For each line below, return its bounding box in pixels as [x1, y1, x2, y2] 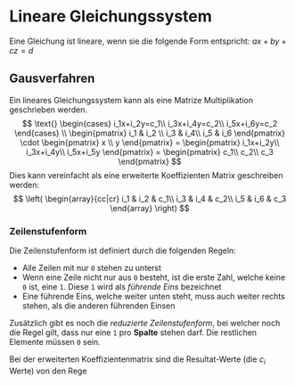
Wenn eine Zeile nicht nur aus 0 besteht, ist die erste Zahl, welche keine [21, 272, 286, 283]
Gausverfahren [9, 71, 95, 86]
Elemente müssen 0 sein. [9, 337, 101, 348]
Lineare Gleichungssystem [9, 6, 212, 27]
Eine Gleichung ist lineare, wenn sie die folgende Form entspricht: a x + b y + [9, 36, 287, 46]
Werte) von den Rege [9, 365, 87, 376]
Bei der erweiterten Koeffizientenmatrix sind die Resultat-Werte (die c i [9, 354, 266, 366]
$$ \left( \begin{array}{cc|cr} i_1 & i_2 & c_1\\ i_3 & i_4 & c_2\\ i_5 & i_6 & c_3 [12, 193, 287, 204]
